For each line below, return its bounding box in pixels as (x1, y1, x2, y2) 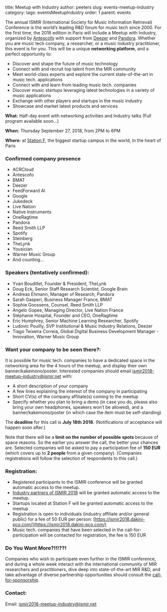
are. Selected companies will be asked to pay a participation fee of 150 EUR (5, 444, 161, 451)
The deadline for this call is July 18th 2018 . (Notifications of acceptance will (5, 419, 163, 425)
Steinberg (12, 236, 33, 242)
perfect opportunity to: (5, 51, 52, 57)
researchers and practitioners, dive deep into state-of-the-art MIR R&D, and (5, 567, 161, 573)
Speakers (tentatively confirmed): (5, 269, 90, 276)
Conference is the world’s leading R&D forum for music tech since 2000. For (5, 24, 162, 30)
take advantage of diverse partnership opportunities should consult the (5, 572, 152, 578)
